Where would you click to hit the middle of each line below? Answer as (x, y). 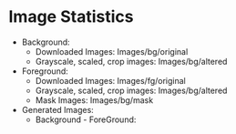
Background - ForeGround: (86, 119)
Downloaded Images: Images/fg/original (110, 80)
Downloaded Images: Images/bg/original (112, 51)
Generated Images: (58, 109)
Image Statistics (71, 17)
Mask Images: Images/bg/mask (94, 100)
